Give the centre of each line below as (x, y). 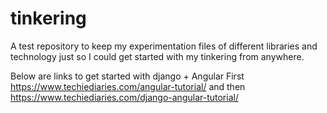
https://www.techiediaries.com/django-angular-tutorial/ (124, 97)
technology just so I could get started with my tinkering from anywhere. (157, 56)
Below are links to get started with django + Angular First (127, 76)
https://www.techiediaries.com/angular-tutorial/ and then (128, 86)
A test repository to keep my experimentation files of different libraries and (164, 46)
